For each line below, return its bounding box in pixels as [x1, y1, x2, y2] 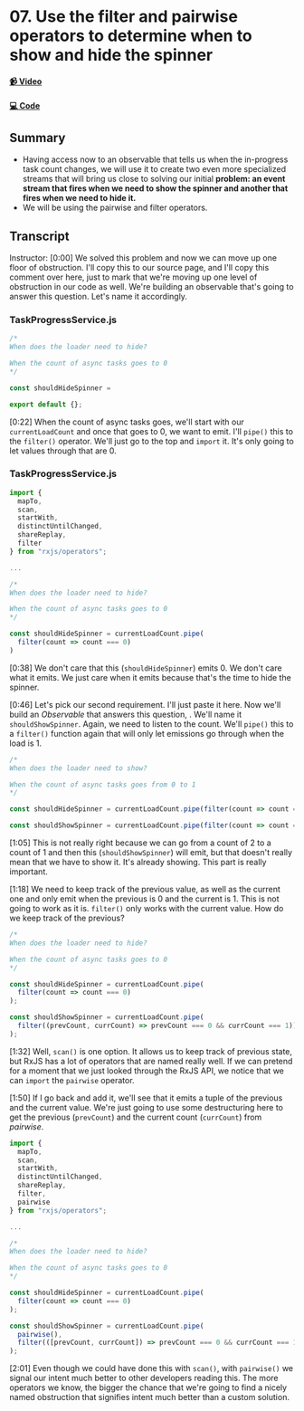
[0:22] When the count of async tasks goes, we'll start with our [9, 416, 244, 427]
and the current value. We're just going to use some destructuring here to [9, 1101, 283, 1112]
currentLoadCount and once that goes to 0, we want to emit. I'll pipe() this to [9, 425, 294, 436]
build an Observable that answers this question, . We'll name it [9, 709, 242, 720]
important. [9, 866, 48, 877]
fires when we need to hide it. [22, 193, 137, 204]
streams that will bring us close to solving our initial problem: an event [22, 174, 286, 185]
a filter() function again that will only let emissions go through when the [9, 728, 285, 739]
